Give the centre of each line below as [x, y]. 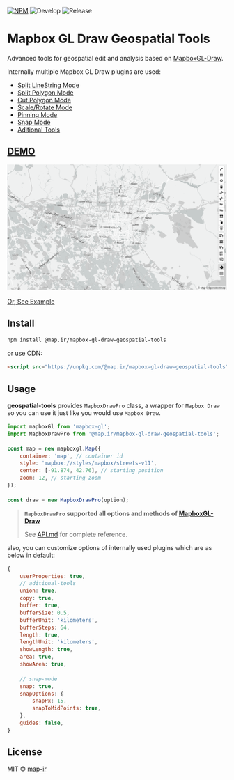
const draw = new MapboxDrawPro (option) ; [68, 500]
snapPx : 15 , [50, 701]
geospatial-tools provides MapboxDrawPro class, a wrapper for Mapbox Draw [114, 406]
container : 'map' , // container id [71, 456]
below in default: [31, 555]
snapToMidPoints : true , [67, 708]
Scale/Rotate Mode [45, 107]
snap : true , [37, 686]
